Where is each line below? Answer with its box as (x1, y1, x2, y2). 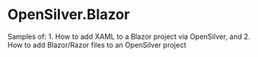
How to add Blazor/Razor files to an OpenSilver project (7, 40, 186, 49)
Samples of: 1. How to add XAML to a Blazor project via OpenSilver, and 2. (7, 32, 251, 41)
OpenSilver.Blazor (7, 6, 131, 24)
